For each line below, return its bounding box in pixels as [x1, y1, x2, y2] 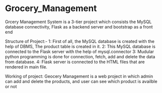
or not [5, 83, 17, 89]
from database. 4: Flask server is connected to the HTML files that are [5, 59, 145, 65]
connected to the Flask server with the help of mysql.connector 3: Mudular [5, 49, 154, 54]
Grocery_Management [5, 3, 97, 14]
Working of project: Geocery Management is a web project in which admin [5, 73, 153, 79]
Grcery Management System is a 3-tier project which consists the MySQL [5, 19, 152, 25]
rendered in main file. [5, 64, 47, 70]
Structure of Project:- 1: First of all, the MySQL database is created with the [5, 38, 155, 44]
